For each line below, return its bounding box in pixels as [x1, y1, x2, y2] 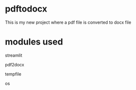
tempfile [5, 71, 22, 77]
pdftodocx [5, 3, 47, 15]
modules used [5, 36, 63, 47]
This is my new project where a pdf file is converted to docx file [5, 19, 132, 25]
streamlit [5, 52, 23, 58]
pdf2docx [5, 61, 25, 67]
